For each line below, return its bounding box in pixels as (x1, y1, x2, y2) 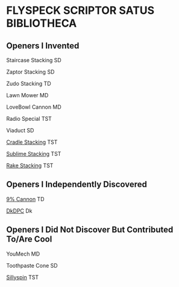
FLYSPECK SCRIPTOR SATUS (6, 4, 155, 18)
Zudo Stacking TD (6, 80, 51, 87)
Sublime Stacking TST (6, 150, 61, 157)
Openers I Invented (6, 40, 80, 51)
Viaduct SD (6, 127, 34, 134)
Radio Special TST (6, 115, 52, 122)
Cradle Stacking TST (6, 138, 58, 146)
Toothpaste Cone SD (6, 262, 58, 269)
